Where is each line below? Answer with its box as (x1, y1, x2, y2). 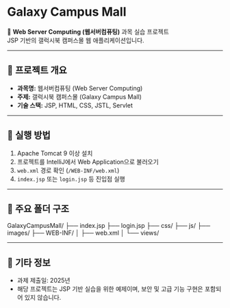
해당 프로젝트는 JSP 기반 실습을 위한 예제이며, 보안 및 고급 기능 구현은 (16, 285, 203, 293)
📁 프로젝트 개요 (7, 64, 67, 76)
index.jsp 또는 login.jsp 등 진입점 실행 (16, 175, 125, 183)
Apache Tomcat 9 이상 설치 (16, 149, 93, 157)
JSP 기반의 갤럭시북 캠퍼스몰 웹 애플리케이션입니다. (7, 36, 145, 44)
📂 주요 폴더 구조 (7, 203, 70, 214)
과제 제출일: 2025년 (16, 277, 71, 285)
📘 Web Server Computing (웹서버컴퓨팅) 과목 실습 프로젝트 (7, 27, 170, 36)
